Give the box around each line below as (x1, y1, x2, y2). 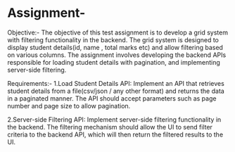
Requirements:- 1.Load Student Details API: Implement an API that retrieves (7, 79, 225, 87)
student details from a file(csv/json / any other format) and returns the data (7, 87, 225, 95)
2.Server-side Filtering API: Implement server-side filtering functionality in (7, 115, 222, 124)
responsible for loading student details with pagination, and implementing (7, 58, 220, 66)
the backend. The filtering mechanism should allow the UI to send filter (7, 122, 213, 131)
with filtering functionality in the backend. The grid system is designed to (7, 35, 220, 44)
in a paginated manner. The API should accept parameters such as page (7, 94, 217, 103)
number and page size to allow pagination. (7, 101, 131, 110)
